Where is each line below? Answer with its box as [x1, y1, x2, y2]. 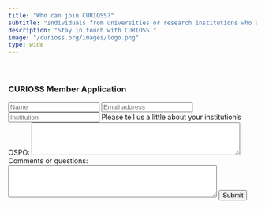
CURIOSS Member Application [8, 84, 127, 95]
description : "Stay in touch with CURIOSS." [8, 26, 157, 34]
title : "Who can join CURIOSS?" [8, 11, 114, 20]
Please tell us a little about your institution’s [101, 112, 242, 122]
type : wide [8, 41, 44, 49]
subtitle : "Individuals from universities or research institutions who [8, 19, 252, 27]
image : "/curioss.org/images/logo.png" [8, 33, 140, 42]
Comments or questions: [8, 156, 88, 166]
